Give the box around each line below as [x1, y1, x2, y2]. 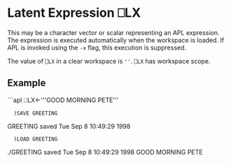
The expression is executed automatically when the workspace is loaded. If [7, 36, 225, 44]
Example [7, 77, 46, 89]
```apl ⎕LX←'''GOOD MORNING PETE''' [7, 96, 119, 104]
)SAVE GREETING [13, 110, 58, 117]
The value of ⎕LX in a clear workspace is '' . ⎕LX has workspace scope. [7, 57, 211, 65]
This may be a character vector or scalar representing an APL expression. [7, 28, 220, 36]
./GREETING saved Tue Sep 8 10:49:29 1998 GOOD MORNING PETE [7, 148, 203, 156]
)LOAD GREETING [13, 135, 58, 143]
